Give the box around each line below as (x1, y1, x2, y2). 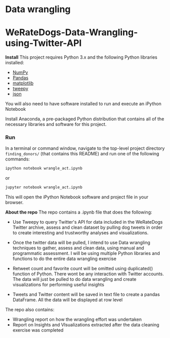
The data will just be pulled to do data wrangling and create (12, 276, 137, 282)
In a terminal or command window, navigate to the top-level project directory (5, 145, 165, 151)
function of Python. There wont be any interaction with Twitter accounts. (12, 271, 164, 277)
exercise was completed (12, 327, 64, 333)
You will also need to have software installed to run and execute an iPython (5, 101, 162, 107)
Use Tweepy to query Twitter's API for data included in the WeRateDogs (12, 219, 163, 225)
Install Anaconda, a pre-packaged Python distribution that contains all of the (5, 116, 164, 122)
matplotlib (12, 80, 34, 87)
